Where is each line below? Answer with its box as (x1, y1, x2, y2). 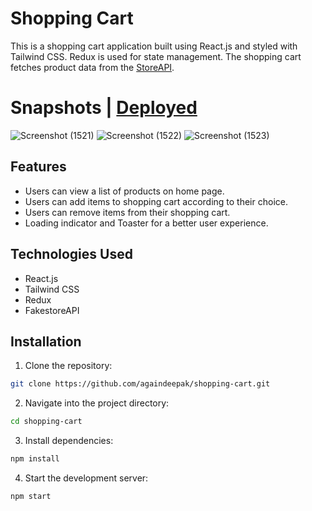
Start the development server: (24, 472, 149, 484)
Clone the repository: (24, 360, 113, 372)
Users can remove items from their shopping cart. (24, 206, 231, 218)
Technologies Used (10, 246, 133, 263)
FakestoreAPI (24, 304, 80, 316)
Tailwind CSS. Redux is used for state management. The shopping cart (10, 50, 302, 62)
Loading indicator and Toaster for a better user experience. (24, 217, 269, 229)
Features (10, 158, 67, 176)
